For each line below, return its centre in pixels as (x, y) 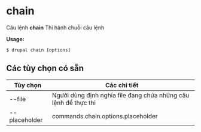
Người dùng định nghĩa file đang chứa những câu (121, 95)
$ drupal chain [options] (38, 50)
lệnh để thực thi (74, 103)
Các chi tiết (122, 85)
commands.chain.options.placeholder (105, 116)
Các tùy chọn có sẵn (45, 68)
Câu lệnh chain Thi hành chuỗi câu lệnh (55, 27)
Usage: (16, 39)
